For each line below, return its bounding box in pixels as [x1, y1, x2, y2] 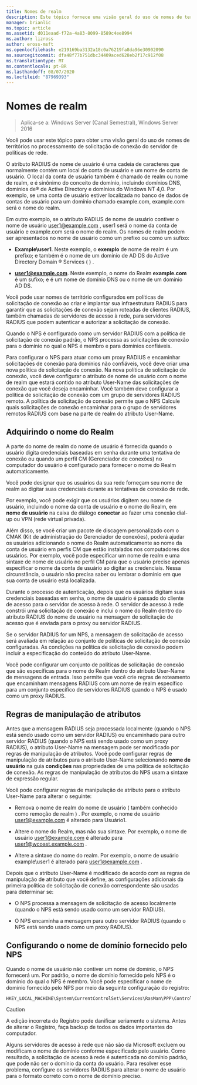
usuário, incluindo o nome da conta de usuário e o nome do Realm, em [6, 503, 177, 510]
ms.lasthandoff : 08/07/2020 [6, 69, 75, 75]
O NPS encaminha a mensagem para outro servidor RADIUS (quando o [14, 917, 186, 924]
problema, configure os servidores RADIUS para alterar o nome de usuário [6, 1066, 186, 1073]
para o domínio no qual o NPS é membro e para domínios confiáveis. [6, 342, 172, 350]
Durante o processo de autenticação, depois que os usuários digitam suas [6, 588, 186, 595]
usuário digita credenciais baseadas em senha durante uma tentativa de [6, 449, 181, 456]
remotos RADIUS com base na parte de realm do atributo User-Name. [6, 410, 175, 418]
